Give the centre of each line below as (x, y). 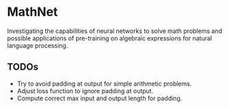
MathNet (32, 12)
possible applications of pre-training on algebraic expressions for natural (110, 38)
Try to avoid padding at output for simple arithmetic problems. (104, 84)
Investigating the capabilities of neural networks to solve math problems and (114, 31)
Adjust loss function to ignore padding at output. (85, 90)
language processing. (38, 45)
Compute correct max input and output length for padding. (99, 98)
